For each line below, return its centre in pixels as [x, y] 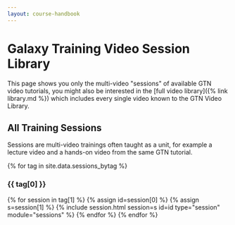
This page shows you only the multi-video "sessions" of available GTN [109, 83]
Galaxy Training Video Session [99, 48]
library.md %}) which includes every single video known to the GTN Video [115, 98]
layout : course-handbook [44, 14]
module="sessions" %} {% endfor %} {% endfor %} [83, 214]
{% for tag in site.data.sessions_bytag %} [68, 166]
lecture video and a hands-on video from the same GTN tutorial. [100, 152]
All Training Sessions [55, 128]
